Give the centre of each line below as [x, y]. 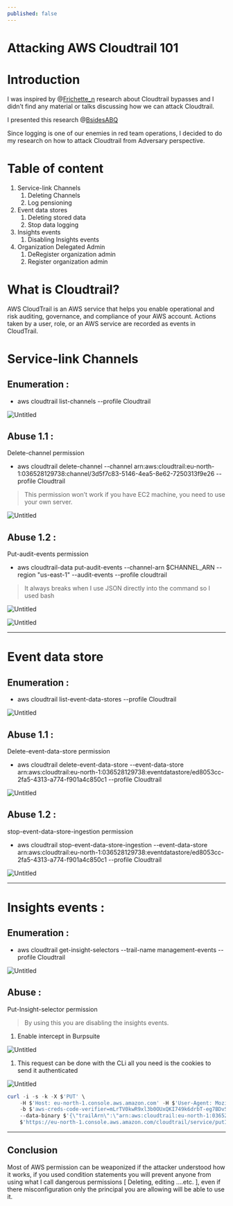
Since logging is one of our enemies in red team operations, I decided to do [115, 133]
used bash [39, 596]
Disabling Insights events [63, 239]
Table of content [55, 168]
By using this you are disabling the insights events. [96, 1022]
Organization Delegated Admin [61, 246]
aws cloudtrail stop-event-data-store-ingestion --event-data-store [112, 844]
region [26, 575]
